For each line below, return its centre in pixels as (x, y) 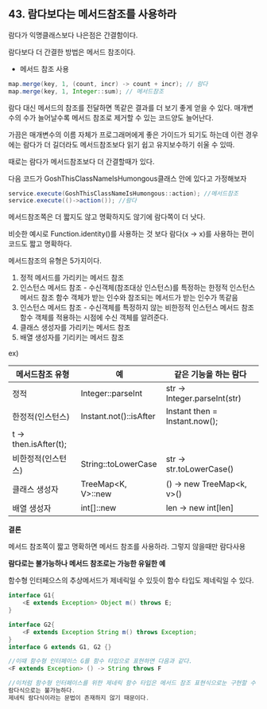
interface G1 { (32, 596)
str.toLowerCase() (200, 469)
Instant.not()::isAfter (118, 417)
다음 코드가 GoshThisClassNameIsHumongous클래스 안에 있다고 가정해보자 (128, 178)
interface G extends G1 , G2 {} (60, 647)
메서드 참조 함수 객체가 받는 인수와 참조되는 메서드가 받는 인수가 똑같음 (129, 298)
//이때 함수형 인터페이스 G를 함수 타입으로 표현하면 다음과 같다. (101, 661)
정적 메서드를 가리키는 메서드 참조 (72, 278)
